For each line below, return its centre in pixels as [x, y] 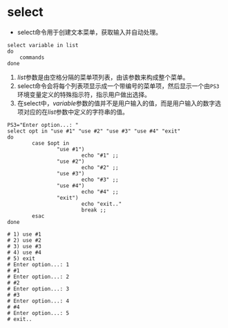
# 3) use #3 [24, 246]
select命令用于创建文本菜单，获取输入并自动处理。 [89, 32]
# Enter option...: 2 [38, 277]
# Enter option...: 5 [38, 313]
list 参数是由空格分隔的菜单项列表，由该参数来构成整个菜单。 [103, 77]
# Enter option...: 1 [38, 264]
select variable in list [43, 45]
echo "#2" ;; [100, 167]
